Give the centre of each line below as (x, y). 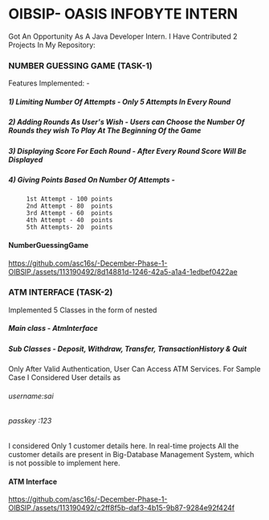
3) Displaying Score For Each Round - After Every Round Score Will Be (128, 151)
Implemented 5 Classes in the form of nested (83, 310)
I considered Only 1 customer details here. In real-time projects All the (124, 446)
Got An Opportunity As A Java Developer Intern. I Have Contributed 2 (123, 36)
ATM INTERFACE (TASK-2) (61, 292)
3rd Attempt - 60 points (69, 213)
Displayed (26, 159)
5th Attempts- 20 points (69, 227)
